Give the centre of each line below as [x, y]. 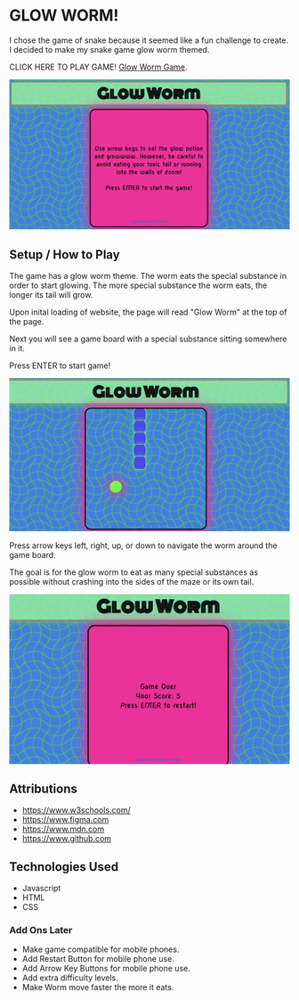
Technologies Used [64, 867]
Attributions [44, 788]
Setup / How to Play [65, 254]
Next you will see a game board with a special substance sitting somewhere [148, 339]
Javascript [41, 889]
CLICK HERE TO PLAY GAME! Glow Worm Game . [98, 67]
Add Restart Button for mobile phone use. [98, 959]
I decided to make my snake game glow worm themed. [109, 49]
